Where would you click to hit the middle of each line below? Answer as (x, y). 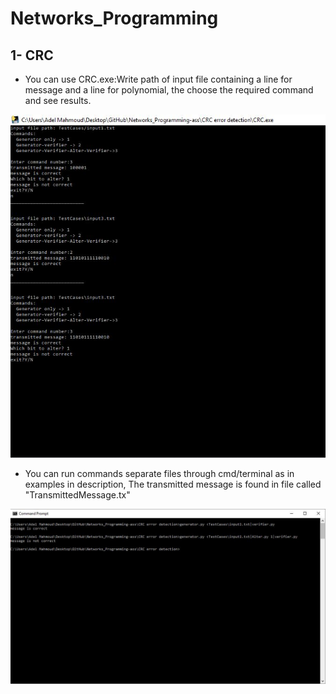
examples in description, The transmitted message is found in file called (173, 484)
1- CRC (32, 55)
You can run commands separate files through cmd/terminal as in (159, 474)
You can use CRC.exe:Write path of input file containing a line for (158, 79)
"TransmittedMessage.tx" (77, 495)
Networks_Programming (114, 18)
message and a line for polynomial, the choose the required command (169, 90)
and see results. (58, 100)
